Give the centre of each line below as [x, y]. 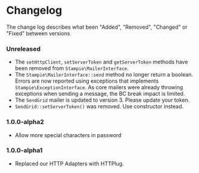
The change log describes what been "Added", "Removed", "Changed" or [97, 27]
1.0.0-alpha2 [25, 122]
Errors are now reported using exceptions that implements [87, 81]
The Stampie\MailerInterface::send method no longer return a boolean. [104, 75]
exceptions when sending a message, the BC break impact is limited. [100, 94]
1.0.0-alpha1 [25, 150]
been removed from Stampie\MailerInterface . [72, 68]
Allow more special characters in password [68, 135]
